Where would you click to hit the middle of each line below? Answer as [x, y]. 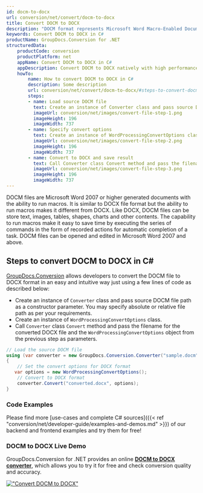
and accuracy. [24, 472]
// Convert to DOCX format [51, 378]
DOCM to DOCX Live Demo [46, 446]
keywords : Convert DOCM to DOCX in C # [55, 34]
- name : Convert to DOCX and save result [81, 157]
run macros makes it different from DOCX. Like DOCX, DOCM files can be [98, 210]
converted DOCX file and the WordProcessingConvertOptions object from [105, 332]
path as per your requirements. [53, 313]
